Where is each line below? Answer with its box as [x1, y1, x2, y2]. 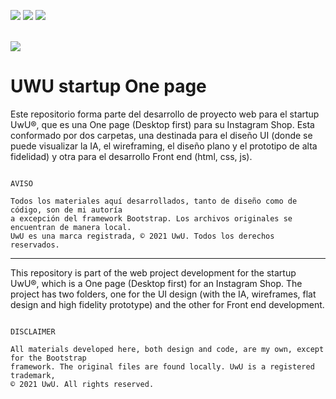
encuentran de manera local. [10, 222, 132, 232]
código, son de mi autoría [10, 205, 123, 215]
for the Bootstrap [10, 353, 87, 363]
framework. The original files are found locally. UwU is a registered [10, 361, 315, 372]
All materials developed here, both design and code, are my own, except [10, 344, 325, 354]
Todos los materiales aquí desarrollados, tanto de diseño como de [10, 196, 298, 206]
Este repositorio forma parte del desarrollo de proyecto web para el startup [10, 108, 320, 120]
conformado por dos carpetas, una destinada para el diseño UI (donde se [10, 129, 313, 141]
